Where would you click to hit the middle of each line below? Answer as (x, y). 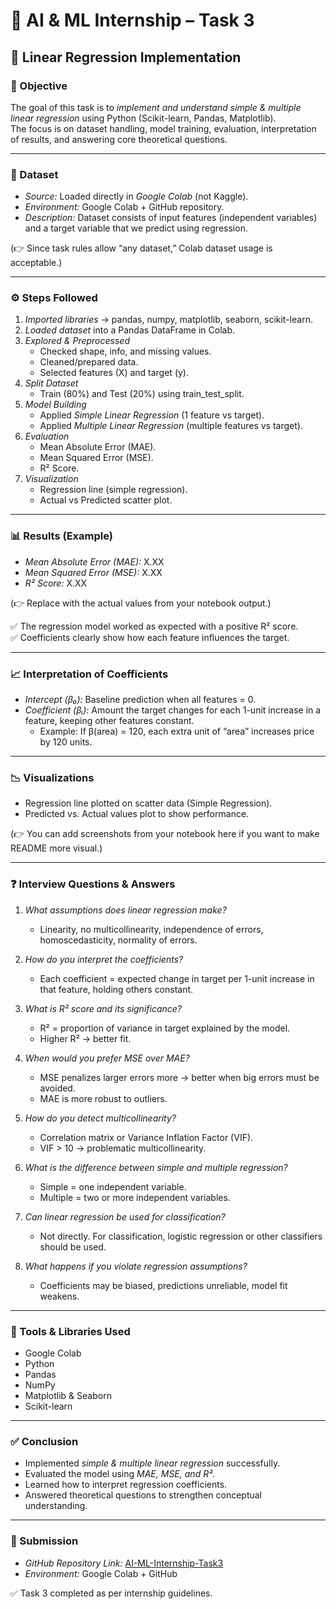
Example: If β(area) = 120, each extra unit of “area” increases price (177, 731)
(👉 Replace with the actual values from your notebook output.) (141, 603)
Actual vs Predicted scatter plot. (106, 500)
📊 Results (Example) (61, 536)
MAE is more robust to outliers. (103, 1098)
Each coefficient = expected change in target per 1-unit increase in (177, 978)
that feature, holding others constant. (116, 989)
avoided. (57, 1088)
